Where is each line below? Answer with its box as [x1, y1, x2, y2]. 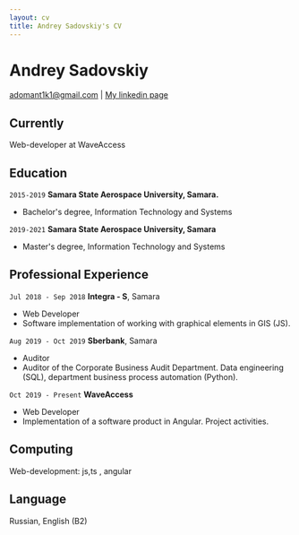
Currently [9, 116, 64, 131]
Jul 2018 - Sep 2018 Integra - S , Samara [9, 290, 160, 301]
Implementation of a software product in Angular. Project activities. [21, 416, 269, 427]
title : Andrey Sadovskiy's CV [9, 22, 123, 30]
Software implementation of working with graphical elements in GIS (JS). [21, 317, 291, 328]
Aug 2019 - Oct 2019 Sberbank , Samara [9, 335, 158, 346]
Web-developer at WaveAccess [9, 140, 126, 151]
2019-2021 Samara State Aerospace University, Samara [9, 224, 217, 235]
